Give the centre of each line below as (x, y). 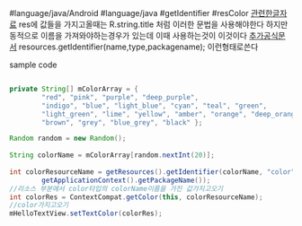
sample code (33, 65)
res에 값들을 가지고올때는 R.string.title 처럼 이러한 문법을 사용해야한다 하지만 (153, 24)
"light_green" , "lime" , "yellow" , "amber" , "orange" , (144, 114)
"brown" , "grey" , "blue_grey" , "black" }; (122, 122)
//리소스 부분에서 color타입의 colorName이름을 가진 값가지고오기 (116, 188)
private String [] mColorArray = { (74, 89)
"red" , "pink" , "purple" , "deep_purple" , (120, 97)
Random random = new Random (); (68, 139)
